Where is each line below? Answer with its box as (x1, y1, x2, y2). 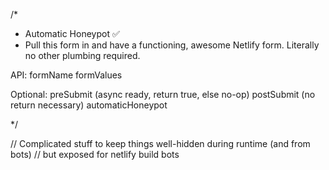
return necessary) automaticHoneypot (10, 99, 168, 111)
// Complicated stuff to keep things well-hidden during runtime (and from (10, 138, 311, 149)
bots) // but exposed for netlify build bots (10, 149, 180, 160)
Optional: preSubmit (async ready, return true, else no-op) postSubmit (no (10, 89, 316, 100)
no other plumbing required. (24, 50, 141, 61)
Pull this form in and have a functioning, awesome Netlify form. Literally (24, 39, 320, 51)
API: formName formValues (10, 69, 123, 81)
